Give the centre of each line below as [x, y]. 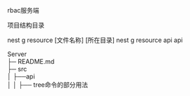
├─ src [17, 69]
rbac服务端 [24, 10]
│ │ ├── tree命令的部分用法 [48, 85]
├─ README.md [31, 61]
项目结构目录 [26, 25]
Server [17, 54]
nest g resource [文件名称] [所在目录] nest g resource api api [95, 40]
